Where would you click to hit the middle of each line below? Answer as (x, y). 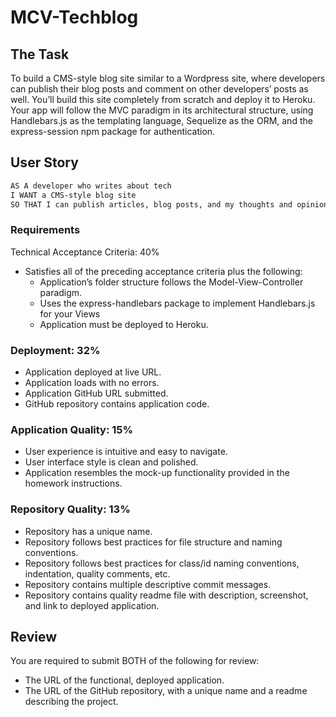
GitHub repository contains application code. (117, 404)
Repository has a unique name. (88, 531)
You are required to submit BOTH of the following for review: (135, 661)
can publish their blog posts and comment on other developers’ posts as (159, 89)
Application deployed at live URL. (93, 372)
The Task (40, 54)
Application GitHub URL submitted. (96, 393)
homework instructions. (73, 483)
